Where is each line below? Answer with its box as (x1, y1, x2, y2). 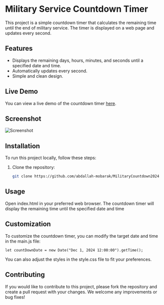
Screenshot (5, 114, 42, 123)
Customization (5, 220, 51, 228)
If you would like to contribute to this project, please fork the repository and (5, 283, 158, 289)
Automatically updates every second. (12, 68, 88, 74)
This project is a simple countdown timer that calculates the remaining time (5, 20, 157, 26)
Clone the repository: (12, 165, 55, 170)
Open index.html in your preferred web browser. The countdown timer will (5, 200, 154, 206)
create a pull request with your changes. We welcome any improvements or (5, 289, 158, 295)
